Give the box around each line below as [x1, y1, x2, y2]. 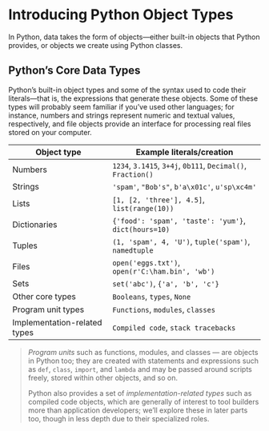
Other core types [12, 290, 76, 301]
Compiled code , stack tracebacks [111, 321, 236, 333]
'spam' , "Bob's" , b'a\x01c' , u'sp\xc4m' [111, 181, 257, 192]
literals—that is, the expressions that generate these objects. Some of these [8, 94, 259, 103]
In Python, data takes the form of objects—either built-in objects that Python [8, 32, 260, 42]
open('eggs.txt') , [111, 257, 181, 268]
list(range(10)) [111, 204, 175, 213]
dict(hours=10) [111, 225, 171, 233]
